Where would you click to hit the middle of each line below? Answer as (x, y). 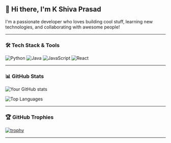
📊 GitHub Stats (25, 77)
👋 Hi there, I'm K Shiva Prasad (53, 9)
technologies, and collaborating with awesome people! (63, 27)
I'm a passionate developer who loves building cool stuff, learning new (79, 21)
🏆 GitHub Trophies (30, 117)
